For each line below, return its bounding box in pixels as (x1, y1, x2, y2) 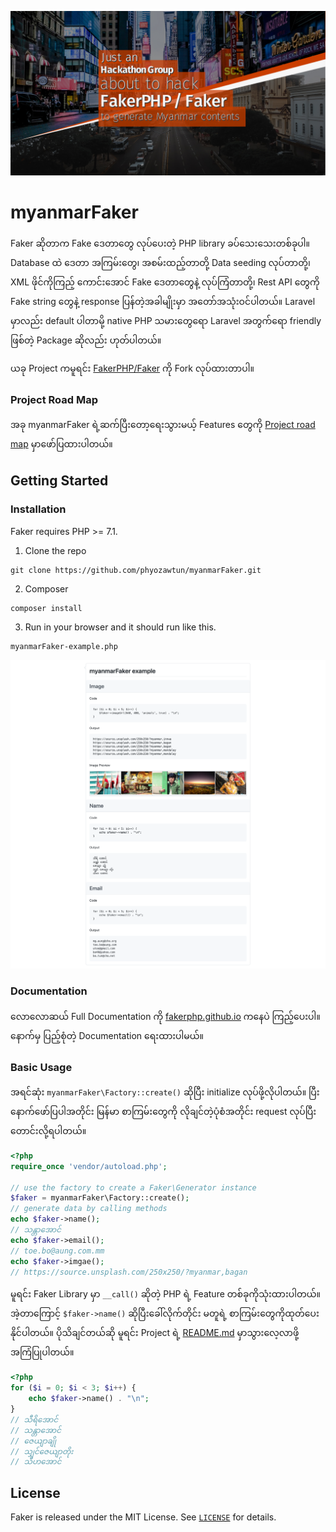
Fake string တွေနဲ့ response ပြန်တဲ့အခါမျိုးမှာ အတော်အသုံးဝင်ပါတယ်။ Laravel (10, 295, 316, 307)
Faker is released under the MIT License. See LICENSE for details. (10, 1511, 277, 1523)
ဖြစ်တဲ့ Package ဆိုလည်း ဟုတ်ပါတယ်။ (10, 334, 162, 346)
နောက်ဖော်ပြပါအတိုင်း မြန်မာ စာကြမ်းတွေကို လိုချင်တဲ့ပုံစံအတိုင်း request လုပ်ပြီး (10, 1105, 317, 1117)
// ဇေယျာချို (10, 1436, 57, 1446)
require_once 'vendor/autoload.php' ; (10, 1161, 168, 1171)
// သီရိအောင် (10, 1414, 59, 1425)
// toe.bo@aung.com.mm (10, 1246, 105, 1256)
